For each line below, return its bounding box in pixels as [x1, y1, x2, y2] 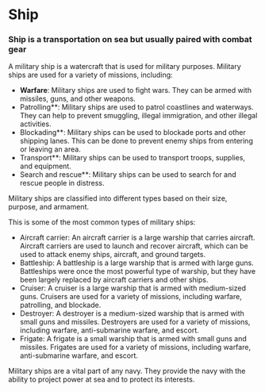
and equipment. [19, 161, 71, 171]
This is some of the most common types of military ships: [8, 217, 196, 227]
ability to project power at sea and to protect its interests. [8, 375, 195, 384]
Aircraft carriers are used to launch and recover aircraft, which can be [19, 241, 248, 251]
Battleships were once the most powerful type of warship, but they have [19, 267, 256, 276]
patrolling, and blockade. [19, 300, 102, 310]
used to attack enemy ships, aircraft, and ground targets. [19, 250, 206, 259]
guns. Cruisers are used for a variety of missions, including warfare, [19, 292, 242, 302]
